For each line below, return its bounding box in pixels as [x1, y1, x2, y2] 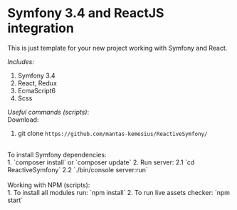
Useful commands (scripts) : [7, 107, 90, 116]
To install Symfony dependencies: [7, 150, 107, 159]
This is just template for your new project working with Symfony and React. [7, 43, 228, 52]
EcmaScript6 [17, 86, 56, 95]
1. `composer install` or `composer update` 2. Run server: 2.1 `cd [7, 158, 195, 167]
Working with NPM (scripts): [7, 180, 90, 189]
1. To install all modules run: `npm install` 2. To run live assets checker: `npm [7, 188, 230, 196]
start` [7, 196, 23, 204]
